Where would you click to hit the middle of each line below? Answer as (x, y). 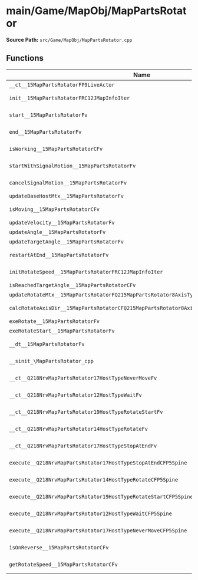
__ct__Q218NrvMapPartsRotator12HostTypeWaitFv (76, 395)
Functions (25, 58)
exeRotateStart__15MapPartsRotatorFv (62, 331)
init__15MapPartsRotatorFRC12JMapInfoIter (70, 98)
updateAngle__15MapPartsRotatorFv (57, 232)
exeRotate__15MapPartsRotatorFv (55, 321)
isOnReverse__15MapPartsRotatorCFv (59, 547)
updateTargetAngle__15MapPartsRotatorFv (66, 242)
